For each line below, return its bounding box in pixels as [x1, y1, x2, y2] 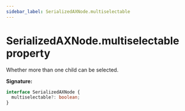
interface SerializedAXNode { [6, 89, 81, 95]
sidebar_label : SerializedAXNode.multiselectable [6, 8, 131, 15]
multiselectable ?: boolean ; [11, 94, 81, 100]
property [6, 47, 51, 60]
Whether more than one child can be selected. [6, 66, 119, 73]
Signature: [6, 77, 32, 84]
